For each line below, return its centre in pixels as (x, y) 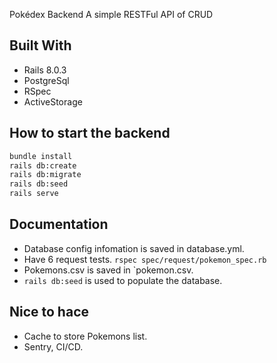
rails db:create (43, 165)
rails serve (34, 194)
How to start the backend (90, 133)
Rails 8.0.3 (45, 70)
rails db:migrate (45, 175)
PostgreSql (46, 80)
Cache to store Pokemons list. (85, 336)
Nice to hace (49, 312)
